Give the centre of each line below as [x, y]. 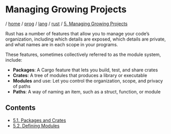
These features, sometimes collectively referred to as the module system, [83, 54]
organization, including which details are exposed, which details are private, [85, 39]
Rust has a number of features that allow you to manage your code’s [78, 33]
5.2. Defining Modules [36, 126]
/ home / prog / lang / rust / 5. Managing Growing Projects [66, 24]
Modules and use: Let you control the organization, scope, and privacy [88, 81]
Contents [21, 108]
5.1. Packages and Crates [39, 120]
